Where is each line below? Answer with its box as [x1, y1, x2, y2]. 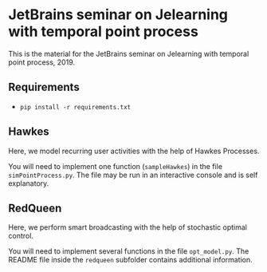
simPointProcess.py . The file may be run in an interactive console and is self [8, 170, 258, 179]
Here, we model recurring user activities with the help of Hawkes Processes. [8, 146, 260, 156]
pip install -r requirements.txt [19, 103, 132, 111]
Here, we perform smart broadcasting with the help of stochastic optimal [8, 223, 247, 232]
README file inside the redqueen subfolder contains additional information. [8, 255, 253, 265]
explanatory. [8, 178, 49, 188]
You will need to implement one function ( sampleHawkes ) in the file [8, 161, 223, 171]
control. [8, 231, 34, 241]
